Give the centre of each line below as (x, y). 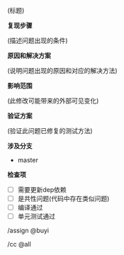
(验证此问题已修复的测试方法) (50, 131)
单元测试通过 (36, 216)
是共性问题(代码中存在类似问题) (63, 199)
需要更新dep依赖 (42, 189)
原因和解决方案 (29, 56)
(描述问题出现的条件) (38, 40)
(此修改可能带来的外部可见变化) (53, 101)
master (28, 160)
